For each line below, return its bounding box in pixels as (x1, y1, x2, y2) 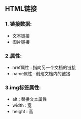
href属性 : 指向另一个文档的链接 (12, 64, 76, 70)
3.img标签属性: (5, 84, 41, 91)
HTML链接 (5, 4, 37, 13)
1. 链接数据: (5, 21, 32, 28)
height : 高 (12, 109, 33, 115)
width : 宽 (12, 102, 32, 108)
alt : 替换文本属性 (12, 96, 47, 102)
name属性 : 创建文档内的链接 (12, 70, 71, 76)
